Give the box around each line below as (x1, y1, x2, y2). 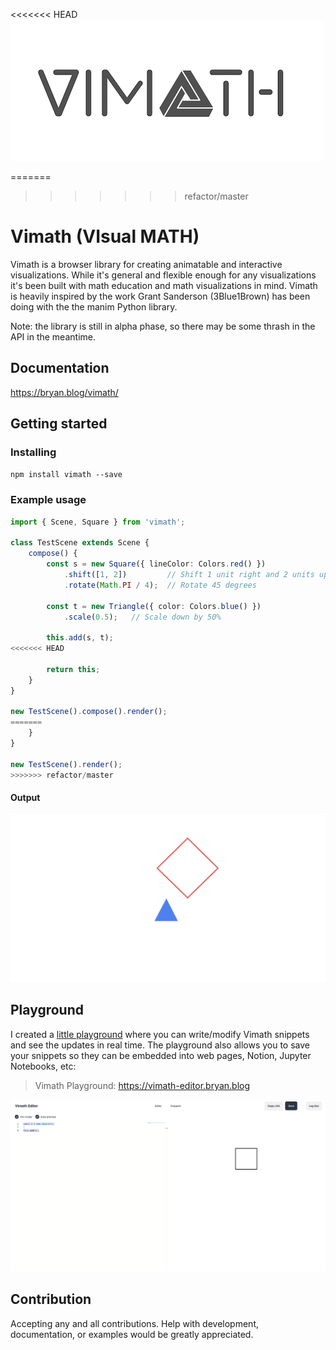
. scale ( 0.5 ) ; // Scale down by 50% (63, 612, 222, 622)
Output (10, 792, 41, 804)
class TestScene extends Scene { (10, 538, 150, 548)
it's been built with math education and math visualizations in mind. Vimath (10, 279, 318, 291)
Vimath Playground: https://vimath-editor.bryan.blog (34, 1079, 251, 1091)
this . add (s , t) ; (46, 633, 114, 643)
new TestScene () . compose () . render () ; (10, 707, 168, 717)
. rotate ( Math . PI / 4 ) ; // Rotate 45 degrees (63, 580, 257, 590)
